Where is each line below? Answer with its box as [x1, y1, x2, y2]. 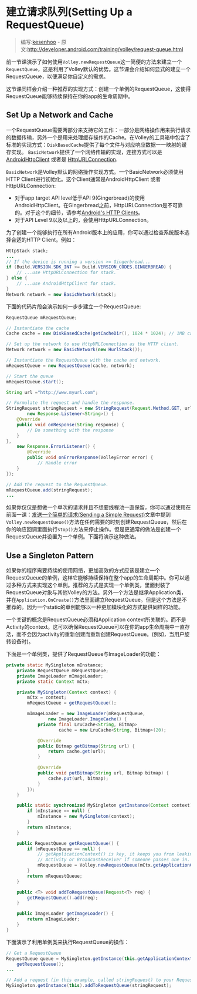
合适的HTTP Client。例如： [11, 236, 77, 243]
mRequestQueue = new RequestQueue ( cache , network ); [6, 362, 135, 369]
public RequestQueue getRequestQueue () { [16, 840, 119, 846]
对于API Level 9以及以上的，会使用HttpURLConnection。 [14, 216, 152, 223]
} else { [6, 275, 28, 281]
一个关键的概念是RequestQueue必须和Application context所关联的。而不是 [6, 616, 186, 623]
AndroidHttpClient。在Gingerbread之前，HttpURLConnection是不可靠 [14, 201, 183, 208]
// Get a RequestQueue [6, 950, 62, 956]
